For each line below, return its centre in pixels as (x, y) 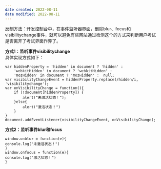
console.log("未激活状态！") (32, 144)
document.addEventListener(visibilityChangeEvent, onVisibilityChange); (80, 120)
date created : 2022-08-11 (31, 10)
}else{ (20, 102)
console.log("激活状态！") (30, 158)
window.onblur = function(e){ (36, 139)
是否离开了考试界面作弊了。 (33, 41)
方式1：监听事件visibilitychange (38, 51)
